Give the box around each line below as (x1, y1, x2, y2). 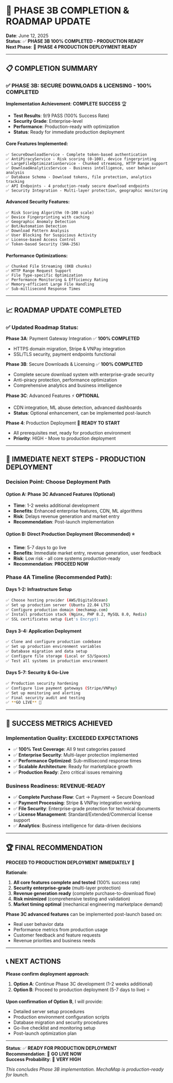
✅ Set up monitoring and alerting (6, 690, 81, 696)
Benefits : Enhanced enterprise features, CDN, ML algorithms (13, 508, 143, 514)
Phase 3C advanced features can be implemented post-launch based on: (6, 911, 163, 918)
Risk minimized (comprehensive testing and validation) (13, 896, 130, 902)
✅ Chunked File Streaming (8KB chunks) (6, 264, 92, 269)
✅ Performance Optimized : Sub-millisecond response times (13, 757, 142, 763)
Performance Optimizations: (6, 252, 68, 258)
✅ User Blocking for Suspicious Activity (6, 233, 97, 238)
